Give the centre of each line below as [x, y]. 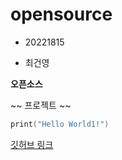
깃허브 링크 [32, 144]
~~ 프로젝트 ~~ [41, 105]
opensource [61, 14]
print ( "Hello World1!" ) [60, 124]
